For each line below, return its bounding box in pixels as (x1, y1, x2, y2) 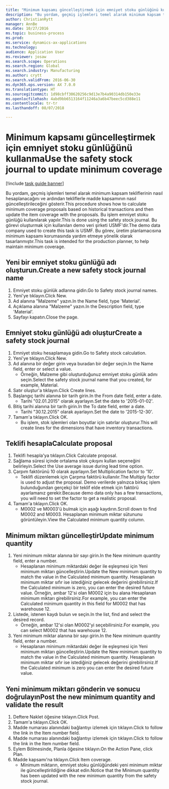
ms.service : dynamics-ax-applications (6, 40, 87, 45)
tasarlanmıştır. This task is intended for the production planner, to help (6, 238, 149, 244)
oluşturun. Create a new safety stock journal (6, 266, 146, 275)
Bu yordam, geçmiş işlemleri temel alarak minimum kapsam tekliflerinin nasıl (6, 190, 163, 196)
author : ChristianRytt (6, 17, 53, 22)
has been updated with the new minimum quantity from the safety (20, 773, 157, 778)
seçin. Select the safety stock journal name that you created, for (20, 376, 152, 382)
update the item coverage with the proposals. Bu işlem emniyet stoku (6, 211, 148, 217)
